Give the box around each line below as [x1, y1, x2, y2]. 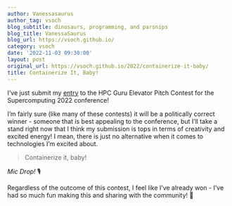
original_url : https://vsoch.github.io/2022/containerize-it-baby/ [7, 63, 210, 70]
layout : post [7, 56, 46, 63]
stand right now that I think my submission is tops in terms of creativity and [7, 124, 225, 133]
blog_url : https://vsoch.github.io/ [7, 37, 115, 44]
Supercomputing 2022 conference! [7, 96, 109, 104]
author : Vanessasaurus [7, 10, 74, 18]
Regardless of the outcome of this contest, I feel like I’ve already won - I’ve [7, 184, 224, 192]
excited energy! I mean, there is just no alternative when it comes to [7, 131, 204, 141]
